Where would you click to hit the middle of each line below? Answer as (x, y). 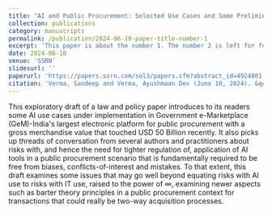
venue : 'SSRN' (32, 61)
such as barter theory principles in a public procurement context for (121, 192)
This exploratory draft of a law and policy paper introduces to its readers (130, 107)
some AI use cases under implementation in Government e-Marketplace (128, 115)
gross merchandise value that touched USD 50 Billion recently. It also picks (134, 132)
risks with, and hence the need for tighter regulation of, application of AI (128, 149)
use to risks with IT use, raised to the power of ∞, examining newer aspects (135, 183)
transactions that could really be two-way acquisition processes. (116, 201)
